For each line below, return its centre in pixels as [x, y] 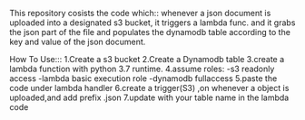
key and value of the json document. [78, 42]
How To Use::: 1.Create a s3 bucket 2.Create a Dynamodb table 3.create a [147, 59]
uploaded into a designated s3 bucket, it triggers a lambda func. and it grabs [152, 23]
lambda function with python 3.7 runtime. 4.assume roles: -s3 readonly [142, 69]
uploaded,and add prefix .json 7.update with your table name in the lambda [149, 97]
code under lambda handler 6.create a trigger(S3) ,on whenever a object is [149, 88]
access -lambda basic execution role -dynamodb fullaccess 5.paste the [143, 78]
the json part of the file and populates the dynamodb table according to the [150, 32]
